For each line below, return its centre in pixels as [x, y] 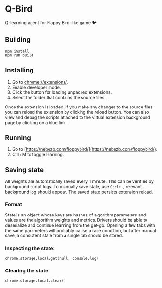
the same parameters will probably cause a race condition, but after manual [81, 231]
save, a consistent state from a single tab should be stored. [64, 236]
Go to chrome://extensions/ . [40, 82]
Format [14, 204]
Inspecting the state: [30, 248]
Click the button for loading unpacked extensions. [62, 92]
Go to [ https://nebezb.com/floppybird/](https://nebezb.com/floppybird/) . [85, 149]
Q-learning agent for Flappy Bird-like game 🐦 [51, 22]
